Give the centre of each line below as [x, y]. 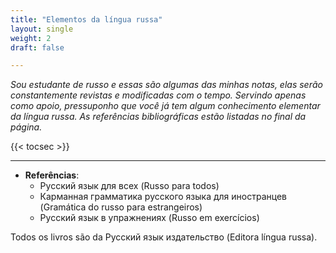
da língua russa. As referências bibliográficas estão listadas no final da [158, 117]
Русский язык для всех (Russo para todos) [129, 186]
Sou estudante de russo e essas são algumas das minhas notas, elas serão [166, 85]
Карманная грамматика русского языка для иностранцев [163, 197]
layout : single [42, 29]
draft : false [37, 47]
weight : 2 [31, 38]
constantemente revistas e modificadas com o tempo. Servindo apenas [158, 95]
